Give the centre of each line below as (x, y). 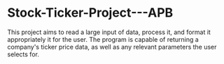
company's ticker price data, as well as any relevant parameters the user (112, 47)
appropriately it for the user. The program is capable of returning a (103, 39)
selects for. (23, 54)
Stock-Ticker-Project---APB (90, 13)
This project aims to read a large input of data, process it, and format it (109, 32)
